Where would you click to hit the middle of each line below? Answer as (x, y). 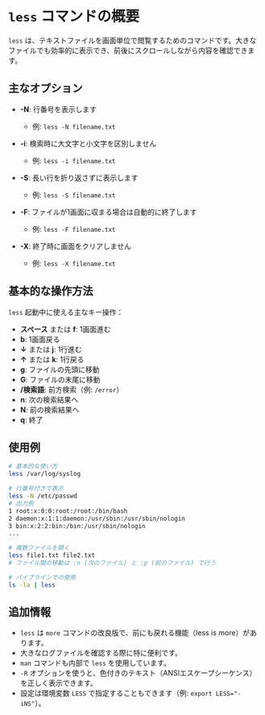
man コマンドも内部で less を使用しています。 (95, 663)
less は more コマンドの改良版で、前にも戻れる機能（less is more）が (135, 633)
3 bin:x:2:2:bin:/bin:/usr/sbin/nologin (77, 526)
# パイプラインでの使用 (42, 577)
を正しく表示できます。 (59, 683)
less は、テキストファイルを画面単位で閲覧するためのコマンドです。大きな (132, 40)
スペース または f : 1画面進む (65, 329)
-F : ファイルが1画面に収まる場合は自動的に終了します (108, 212)
